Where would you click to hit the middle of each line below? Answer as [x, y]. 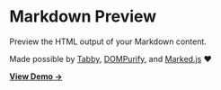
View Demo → [36, 76]
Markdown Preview [83, 17]
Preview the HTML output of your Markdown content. [108, 41]
